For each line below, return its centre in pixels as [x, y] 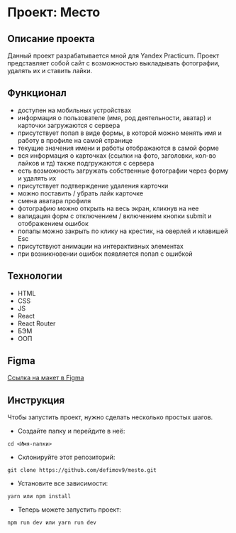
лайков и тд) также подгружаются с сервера [86, 163]
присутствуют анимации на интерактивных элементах [101, 246]
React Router [36, 323]
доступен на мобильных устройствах [74, 110]
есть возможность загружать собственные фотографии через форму [123, 171]
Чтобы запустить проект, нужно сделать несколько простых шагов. [110, 417]
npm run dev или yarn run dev [52, 523]
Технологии [35, 276]
